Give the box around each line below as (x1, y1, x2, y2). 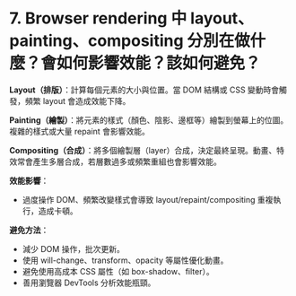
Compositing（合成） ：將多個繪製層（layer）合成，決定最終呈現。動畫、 (9, 144, 277, 155)
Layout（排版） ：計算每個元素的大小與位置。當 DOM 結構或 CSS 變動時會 (9, 84, 280, 95)
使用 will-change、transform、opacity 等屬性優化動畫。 (22, 255, 229, 266)
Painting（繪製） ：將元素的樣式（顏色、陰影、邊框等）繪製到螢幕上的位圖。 (9, 114, 289, 126)
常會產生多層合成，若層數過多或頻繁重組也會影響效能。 (16, 156, 222, 167)
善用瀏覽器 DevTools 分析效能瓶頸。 (22, 277, 156, 288)
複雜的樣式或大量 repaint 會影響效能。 (9, 126, 150, 136)
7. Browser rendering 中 (9, 8, 187, 29)
